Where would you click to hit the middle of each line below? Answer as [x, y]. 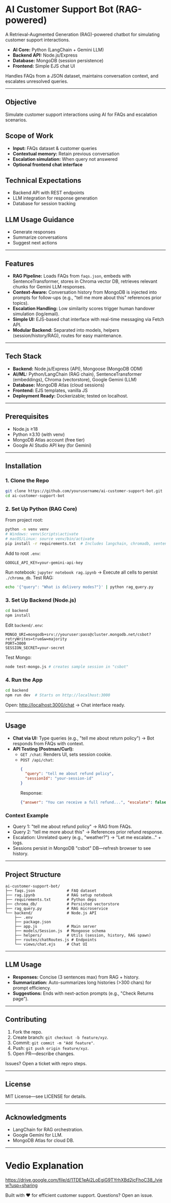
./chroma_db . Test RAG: [30, 577]
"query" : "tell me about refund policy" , [69, 774]
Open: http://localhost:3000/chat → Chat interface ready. [65, 705]
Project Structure [33, 875]
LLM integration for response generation [55, 198]
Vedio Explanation [45, 1166]
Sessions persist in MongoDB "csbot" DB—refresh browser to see [82, 848]
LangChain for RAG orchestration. [48, 1130]
